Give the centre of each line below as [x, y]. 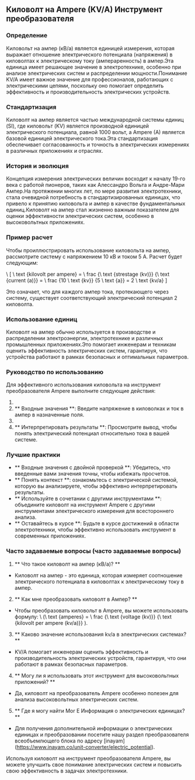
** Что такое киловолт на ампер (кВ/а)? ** [67, 564]
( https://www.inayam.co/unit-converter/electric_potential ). [85, 747]
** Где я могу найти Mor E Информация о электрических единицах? [100, 710]
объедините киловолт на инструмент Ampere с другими [85, 505]
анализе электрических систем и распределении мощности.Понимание [97, 73]
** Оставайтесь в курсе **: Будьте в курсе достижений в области [97, 524]
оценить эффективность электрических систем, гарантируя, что [87, 350]
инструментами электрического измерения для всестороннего [94, 511]
